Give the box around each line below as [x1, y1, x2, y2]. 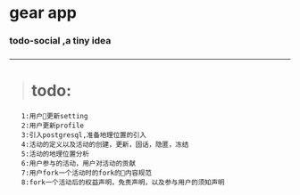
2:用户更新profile [21, 121, 85, 130]
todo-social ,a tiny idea [9, 35, 112, 47]
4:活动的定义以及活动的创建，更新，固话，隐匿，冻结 [21, 140, 189, 149]
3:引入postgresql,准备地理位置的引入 [21, 130, 147, 140]
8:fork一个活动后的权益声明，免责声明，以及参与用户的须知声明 [21, 177, 225, 187]
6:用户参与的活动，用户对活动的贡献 [21, 158, 137, 167]
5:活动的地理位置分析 [21, 150, 89, 158]
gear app [9, 3, 78, 23]
